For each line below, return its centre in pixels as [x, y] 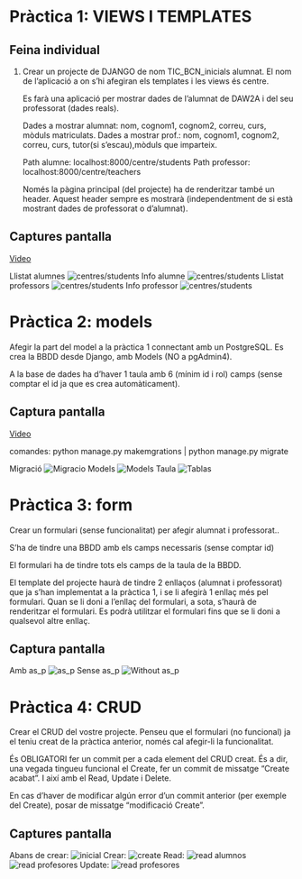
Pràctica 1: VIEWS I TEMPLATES [131, 17]
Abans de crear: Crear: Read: [97, 856]
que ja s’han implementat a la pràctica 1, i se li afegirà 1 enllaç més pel [139, 591]
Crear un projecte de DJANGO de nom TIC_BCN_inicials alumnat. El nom [157, 71]
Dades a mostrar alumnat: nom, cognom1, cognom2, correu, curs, [144, 125]
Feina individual [55, 50]
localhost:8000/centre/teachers [82, 172]
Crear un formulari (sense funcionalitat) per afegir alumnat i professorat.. [144, 530]
